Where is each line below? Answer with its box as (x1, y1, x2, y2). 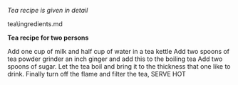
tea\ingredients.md (7, 20, 63, 28)
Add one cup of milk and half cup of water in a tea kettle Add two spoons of (7, 47, 230, 55)
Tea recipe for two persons (7, 33, 89, 42)
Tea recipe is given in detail (7, 6, 88, 14)
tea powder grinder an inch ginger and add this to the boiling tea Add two (7, 55, 223, 63)
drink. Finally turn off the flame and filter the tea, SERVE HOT (7, 70, 187, 78)
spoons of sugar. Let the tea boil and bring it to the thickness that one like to (7, 62, 231, 70)
